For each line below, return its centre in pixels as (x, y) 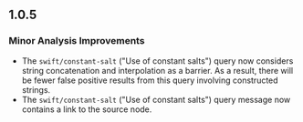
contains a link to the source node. (87, 109)
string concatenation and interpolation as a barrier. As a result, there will (157, 70)
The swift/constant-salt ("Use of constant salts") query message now (156, 99)
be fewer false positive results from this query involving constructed (150, 80)
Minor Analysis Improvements (77, 41)
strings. (36, 89)
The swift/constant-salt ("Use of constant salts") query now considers (157, 61)
